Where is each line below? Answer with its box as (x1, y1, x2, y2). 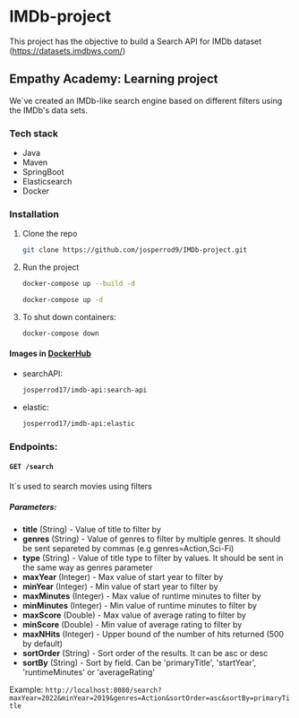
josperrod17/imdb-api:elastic (21, 419, 136, 428)
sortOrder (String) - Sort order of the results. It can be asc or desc (21, 647, 269, 658)
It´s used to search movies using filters (9, 480, 152, 491)
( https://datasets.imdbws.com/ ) (9, 45, 126, 56)
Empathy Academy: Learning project (9, 72, 218, 87)
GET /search (9, 463, 54, 471)
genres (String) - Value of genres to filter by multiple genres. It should (21, 533, 280, 544)
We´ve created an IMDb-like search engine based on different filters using (9, 95, 283, 106)
